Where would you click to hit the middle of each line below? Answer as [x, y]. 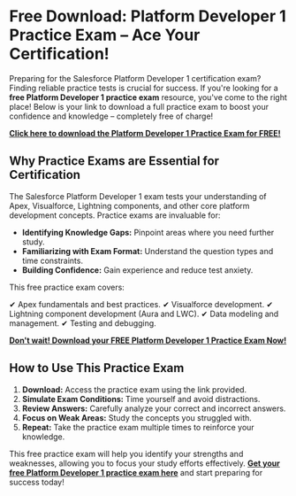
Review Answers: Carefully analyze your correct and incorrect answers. [154, 408]
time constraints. [53, 260]
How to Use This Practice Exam [97, 368]
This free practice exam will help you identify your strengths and [126, 453]
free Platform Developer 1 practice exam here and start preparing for [136, 472]
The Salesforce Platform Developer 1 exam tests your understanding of [138, 196]
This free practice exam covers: [67, 287]
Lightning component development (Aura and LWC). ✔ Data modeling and [144, 314]
